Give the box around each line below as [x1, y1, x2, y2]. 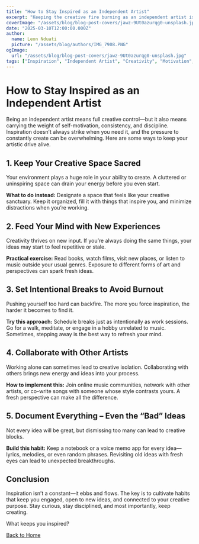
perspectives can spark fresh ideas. [6, 268, 94, 275]
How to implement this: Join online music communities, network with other [6, 381, 191, 388]
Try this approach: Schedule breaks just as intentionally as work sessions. [6, 318, 188, 325]
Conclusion [6, 474, 50, 484]
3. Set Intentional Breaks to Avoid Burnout [6, 285, 164, 295]
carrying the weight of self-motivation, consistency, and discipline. [6, 122, 169, 129]
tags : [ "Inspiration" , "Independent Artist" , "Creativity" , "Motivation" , [6, 58, 195, 64]
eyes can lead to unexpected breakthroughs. [6, 457, 115, 464]
